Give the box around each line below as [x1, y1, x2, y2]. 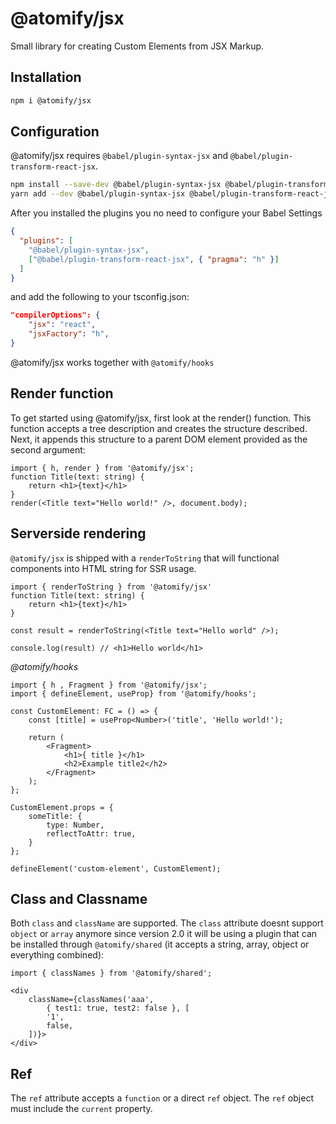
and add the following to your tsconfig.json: [10, 291, 190, 303]
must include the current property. [10, 1103, 153, 1115]
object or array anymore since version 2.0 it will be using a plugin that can [10, 928, 318, 940]
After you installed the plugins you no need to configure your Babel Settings [10, 207, 323, 219]
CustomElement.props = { [10, 802, 114, 812]
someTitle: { [28, 811, 83, 821]
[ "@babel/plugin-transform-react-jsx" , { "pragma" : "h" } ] [28, 254, 280, 264]
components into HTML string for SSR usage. [10, 562, 197, 574]
